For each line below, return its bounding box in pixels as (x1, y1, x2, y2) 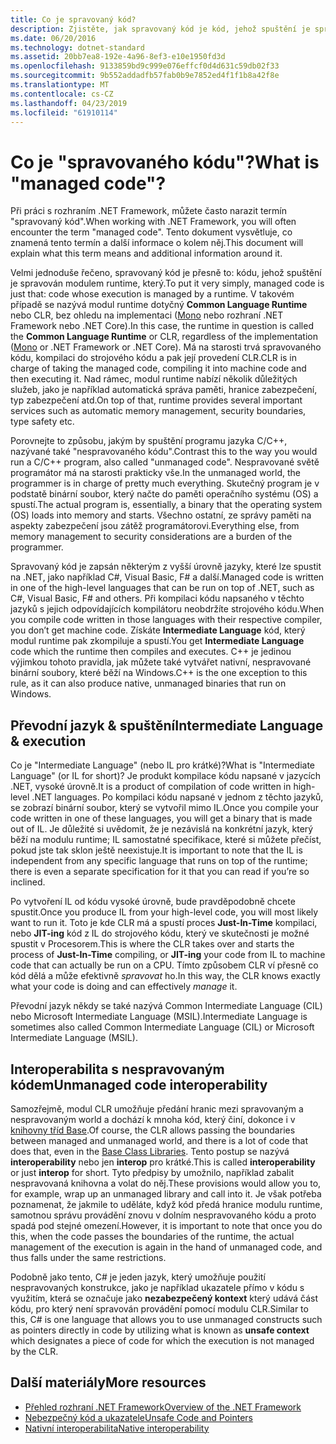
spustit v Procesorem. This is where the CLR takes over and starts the (10, 938, 295, 950)
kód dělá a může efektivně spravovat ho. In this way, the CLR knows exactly (10, 970, 321, 982)
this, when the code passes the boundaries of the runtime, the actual (10, 1230, 295, 1242)
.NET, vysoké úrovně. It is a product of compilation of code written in (10, 781, 292, 793)
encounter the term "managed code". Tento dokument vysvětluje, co (10, 226, 293, 238)
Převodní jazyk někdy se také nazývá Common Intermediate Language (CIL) (10, 1000, 323, 1012)
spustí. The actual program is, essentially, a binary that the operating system (10, 499, 323, 511)
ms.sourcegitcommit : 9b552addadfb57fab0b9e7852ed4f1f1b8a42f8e (10, 71, 280, 81)
